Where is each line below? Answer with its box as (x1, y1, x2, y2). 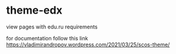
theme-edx (6, 4, 63, 17)
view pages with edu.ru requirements (6, 23, 98, 30)
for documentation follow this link (6, 34, 88, 42)
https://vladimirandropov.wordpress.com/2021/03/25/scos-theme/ (6, 41, 170, 48)
